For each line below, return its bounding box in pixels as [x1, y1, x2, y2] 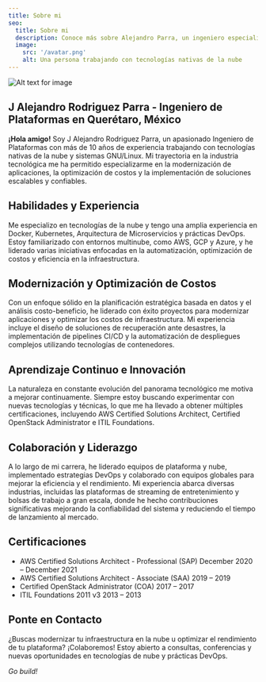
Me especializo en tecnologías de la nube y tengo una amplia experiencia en [8, 220, 257, 230]
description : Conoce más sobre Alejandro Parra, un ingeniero [15, 33, 225, 42]
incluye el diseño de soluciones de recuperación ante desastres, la [8, 323, 226, 333]
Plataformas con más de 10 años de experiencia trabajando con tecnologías [8, 142, 256, 151]
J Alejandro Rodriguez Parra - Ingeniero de [8, 101, 223, 114]
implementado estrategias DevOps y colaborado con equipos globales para [8, 469, 255, 480]
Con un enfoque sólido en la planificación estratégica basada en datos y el [8, 298, 252, 308]
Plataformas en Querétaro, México [8, 113, 182, 127]
